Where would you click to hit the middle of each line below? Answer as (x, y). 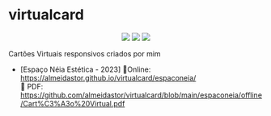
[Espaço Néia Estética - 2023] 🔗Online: (85, 69)
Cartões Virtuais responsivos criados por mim (85, 53)
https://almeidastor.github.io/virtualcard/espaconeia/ (108, 77)
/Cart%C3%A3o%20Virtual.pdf (72, 103)
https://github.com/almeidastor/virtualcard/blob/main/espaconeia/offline (141, 95)
